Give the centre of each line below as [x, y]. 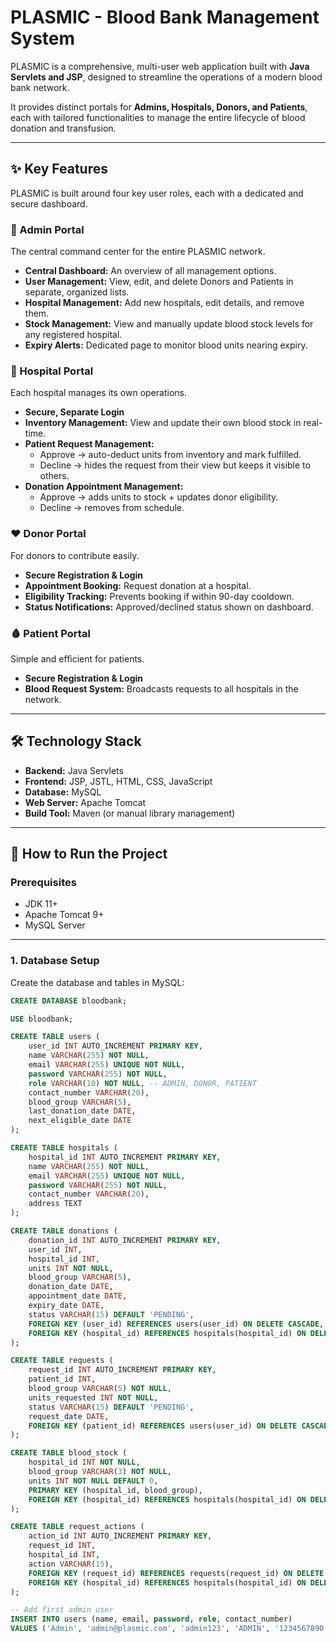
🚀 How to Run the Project [89, 854]
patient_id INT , [62, 1379]
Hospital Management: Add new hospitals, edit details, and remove [164, 303]
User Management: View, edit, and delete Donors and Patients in [159, 282]
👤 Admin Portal [47, 229]
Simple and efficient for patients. [77, 658]
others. [54, 476]
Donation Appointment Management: [104, 487]
